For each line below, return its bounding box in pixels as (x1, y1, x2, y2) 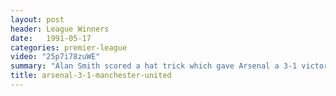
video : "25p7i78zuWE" (10, 52, 101, 62)
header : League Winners (10, 24, 110, 34)
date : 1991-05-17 (10, 33, 92, 43)
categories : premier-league (10, 42, 128, 53)
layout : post (10, 14, 65, 25)
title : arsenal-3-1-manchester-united (10, 71, 172, 81)
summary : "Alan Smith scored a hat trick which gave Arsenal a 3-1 (10, 61, 298, 71)
